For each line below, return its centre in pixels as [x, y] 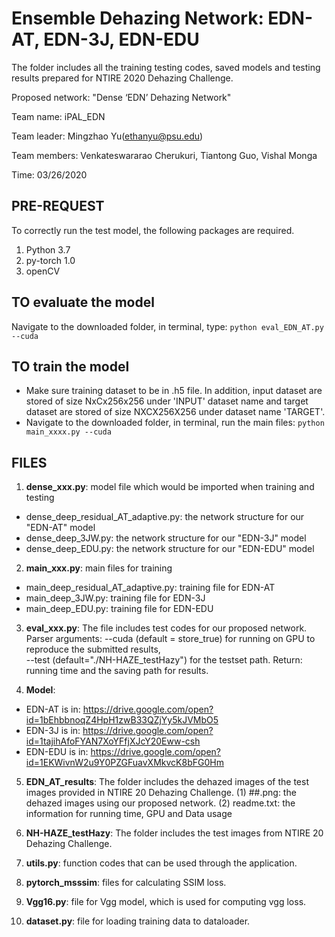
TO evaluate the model [83, 302]
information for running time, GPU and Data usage [129, 814]
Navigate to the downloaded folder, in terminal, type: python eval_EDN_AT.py [167, 326]
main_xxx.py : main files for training [99, 568]
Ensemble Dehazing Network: [137, 18]
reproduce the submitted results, [93, 649]
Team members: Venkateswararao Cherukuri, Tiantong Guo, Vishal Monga [164, 155]
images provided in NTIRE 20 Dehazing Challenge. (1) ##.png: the [161, 793]
